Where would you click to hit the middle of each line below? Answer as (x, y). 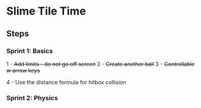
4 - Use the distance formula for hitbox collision (66, 82)
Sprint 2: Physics (32, 98)
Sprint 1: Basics (30, 51)
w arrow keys (23, 70)
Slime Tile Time (46, 11)
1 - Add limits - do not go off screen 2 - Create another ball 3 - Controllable (100, 64)
